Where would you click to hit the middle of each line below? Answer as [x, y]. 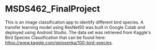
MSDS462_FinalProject [53, 9]
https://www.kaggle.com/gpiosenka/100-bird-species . [59, 42]
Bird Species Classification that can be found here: [56, 37]
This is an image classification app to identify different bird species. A [74, 22]
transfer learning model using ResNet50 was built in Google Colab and [75, 27]
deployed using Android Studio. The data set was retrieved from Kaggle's [78, 32]
